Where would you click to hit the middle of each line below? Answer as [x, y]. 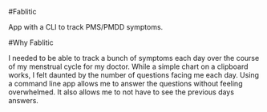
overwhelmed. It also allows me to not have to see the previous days [121, 92]
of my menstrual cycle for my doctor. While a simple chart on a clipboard [128, 66]
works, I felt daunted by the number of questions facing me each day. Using [133, 75]
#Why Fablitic [31, 42]
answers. [23, 100]
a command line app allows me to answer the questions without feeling [125, 84]
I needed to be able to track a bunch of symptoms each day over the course [134, 58]
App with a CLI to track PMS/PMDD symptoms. [86, 27]
